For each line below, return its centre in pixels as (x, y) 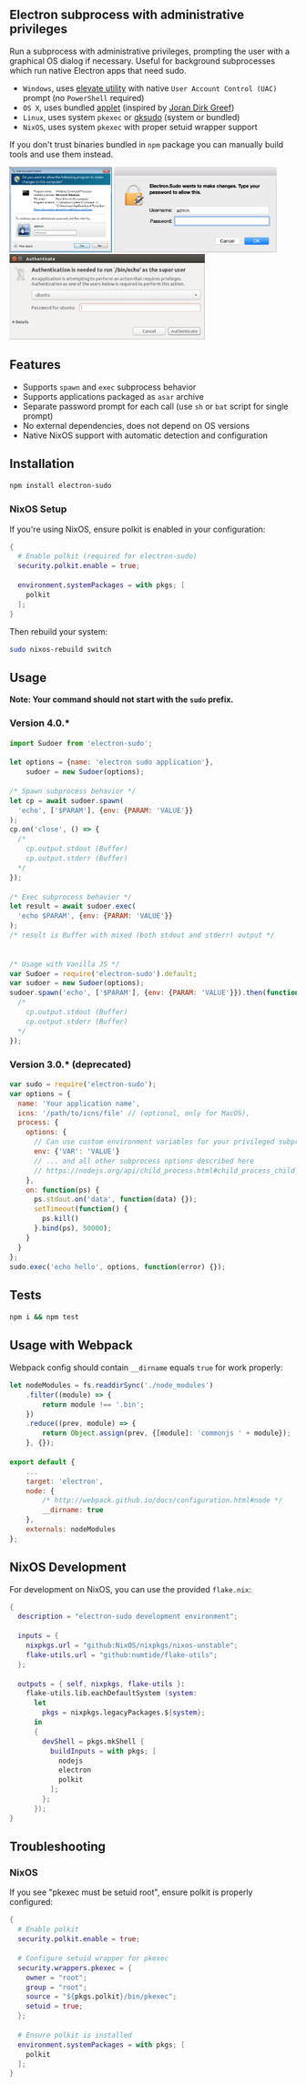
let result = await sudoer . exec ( (73, 906)
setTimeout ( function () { (81, 1209)
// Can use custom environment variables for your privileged (154, 1142)
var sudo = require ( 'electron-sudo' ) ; (83, 1084)
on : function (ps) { (63, 1190)
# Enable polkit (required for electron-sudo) (107, 556)
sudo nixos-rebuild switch (61, 649)
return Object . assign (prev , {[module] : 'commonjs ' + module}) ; (167, 1433)
